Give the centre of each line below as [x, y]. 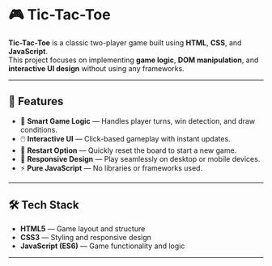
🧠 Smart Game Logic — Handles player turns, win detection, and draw [138, 120]
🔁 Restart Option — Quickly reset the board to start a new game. [128, 150]
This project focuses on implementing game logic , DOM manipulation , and [134, 60]
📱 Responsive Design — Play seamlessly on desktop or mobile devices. [140, 158]
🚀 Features [36, 101]
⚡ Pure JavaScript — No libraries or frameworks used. [111, 168]
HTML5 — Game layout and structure [83, 228]
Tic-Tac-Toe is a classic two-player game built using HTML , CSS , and [125, 42]
